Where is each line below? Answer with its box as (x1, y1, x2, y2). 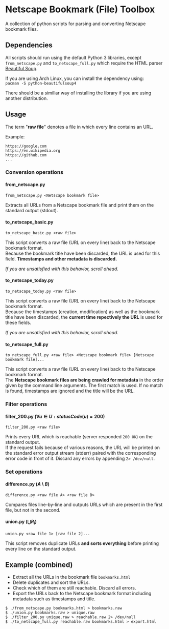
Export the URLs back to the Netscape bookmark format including (12, 591, 152, 597)
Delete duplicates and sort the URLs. (12, 579, 90, 585)
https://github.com (5, 152, 47, 157)
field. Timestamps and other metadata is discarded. (5, 255, 117, 262)
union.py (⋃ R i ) (5, 519, 37, 526)
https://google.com (5, 144, 47, 149)
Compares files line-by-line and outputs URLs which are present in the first (5, 501, 163, 508)
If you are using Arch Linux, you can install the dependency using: (5, 75, 144, 82)
